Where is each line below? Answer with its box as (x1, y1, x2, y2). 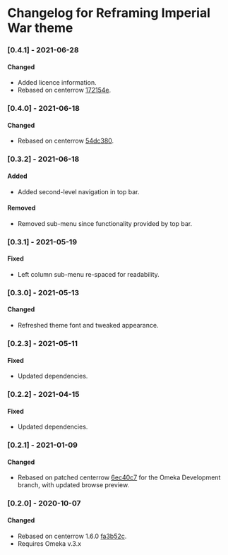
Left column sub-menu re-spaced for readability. (17, 270, 160, 278)
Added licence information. (17, 78, 97, 87)
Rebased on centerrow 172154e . (17, 86, 112, 95)
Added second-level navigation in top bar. (17, 187, 140, 196)
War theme (7, 20, 73, 36)
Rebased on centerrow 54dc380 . (17, 136, 114, 145)
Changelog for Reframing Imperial (7, 5, 210, 21)
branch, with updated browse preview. (17, 481, 129, 489)
